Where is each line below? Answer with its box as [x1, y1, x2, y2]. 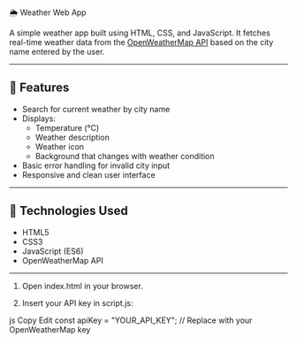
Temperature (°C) [34, 122, 100, 133]
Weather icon [34, 141, 85, 152]
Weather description [34, 132, 110, 142]
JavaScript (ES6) [21, 246, 84, 256]
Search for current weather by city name [21, 103, 171, 114]
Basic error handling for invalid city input [21, 160, 171, 171]
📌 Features [9, 80, 70, 96]
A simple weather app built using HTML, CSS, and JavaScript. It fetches [9, 27, 271, 38]
